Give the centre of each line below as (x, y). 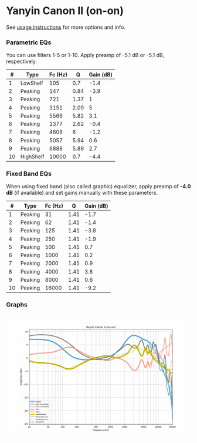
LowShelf (32, 83)
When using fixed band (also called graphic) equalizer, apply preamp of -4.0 (98, 186)
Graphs (17, 305)
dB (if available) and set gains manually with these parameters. (82, 193)
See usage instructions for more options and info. (66, 27)
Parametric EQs (29, 42)
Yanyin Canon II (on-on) (65, 11)
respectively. (21, 61)
